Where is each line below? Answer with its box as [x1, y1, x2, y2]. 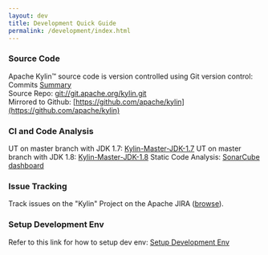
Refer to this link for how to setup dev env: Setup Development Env [8, 237, 230, 247]
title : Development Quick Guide [8, 19, 116, 27]
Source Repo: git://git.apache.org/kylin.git [8, 88, 147, 98]
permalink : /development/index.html [8, 26, 131, 34]
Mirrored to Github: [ [8, 97, 76, 107]
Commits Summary [8, 79, 72, 89]
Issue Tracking [8, 180, 67, 192]
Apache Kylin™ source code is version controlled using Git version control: [8, 71, 254, 81]
